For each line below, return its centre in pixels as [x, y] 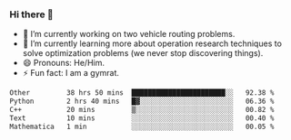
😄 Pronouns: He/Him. [63, 63]
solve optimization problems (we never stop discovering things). [143, 53]
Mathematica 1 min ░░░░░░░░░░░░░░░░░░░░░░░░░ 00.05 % [142, 126]
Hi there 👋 [32, 14]
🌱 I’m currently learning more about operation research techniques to [152, 43]
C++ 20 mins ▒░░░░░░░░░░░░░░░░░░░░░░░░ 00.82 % [142, 110]
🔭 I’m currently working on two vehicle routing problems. [129, 34]
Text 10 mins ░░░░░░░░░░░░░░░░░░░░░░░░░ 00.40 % [142, 118]
